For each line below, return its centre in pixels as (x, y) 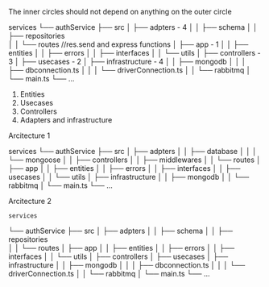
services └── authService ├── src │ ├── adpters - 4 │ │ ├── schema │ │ (133, 27)
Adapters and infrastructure (66, 120)
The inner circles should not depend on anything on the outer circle (120, 12)
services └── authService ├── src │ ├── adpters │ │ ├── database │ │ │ (133, 151)
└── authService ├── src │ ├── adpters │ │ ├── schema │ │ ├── (121, 231)
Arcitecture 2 (30, 201)
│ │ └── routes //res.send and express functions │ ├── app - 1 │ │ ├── (128, 44)
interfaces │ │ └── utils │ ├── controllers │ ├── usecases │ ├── (118, 256)
